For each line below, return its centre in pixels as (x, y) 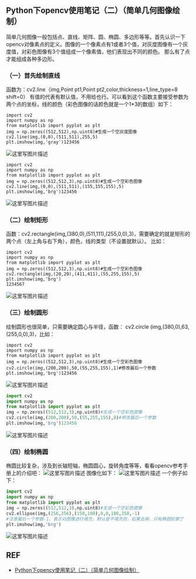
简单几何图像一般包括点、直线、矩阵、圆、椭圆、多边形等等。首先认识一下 (96, 36)
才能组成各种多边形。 (32, 59)
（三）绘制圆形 (27, 313)
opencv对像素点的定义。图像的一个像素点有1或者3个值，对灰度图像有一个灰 (97, 44)
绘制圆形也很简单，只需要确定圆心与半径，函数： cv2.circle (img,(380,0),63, (98, 327)
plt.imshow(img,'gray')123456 (43, 142)
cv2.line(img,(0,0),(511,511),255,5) (52, 137)
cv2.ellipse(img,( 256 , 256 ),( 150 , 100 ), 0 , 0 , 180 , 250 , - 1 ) (73, 513)
